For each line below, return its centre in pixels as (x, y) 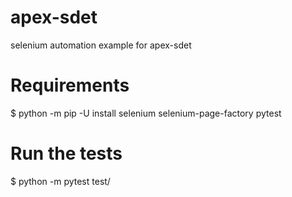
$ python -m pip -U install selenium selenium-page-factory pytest (146, 113)
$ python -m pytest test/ (60, 181)
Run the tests (66, 153)
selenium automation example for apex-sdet (101, 45)
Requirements (70, 85)
